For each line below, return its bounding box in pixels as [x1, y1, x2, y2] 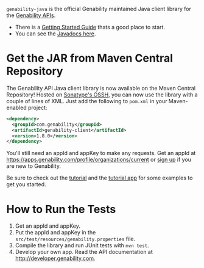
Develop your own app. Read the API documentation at [15, 248, 153, 256]
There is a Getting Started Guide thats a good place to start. [15, 24, 166, 31]
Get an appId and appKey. [15, 222, 80, 230]
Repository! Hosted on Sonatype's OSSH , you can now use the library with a [6, 91, 198, 98]
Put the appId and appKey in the [15, 229, 96, 236]
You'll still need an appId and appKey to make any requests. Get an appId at [6, 150, 196, 157]
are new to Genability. [6, 162, 61, 170]
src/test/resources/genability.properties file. [15, 235, 136, 243]
